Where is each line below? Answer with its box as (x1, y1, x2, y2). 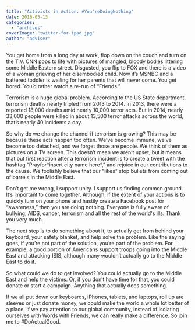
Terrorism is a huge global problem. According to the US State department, (6, 94, 186, 101)
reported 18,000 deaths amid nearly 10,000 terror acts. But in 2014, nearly (6, 106, 183, 113)
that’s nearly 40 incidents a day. (6, 119, 83, 126)
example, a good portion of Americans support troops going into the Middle (6, 246, 187, 253)
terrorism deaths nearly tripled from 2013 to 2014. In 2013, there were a (6, 100, 177, 107)
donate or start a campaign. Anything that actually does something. (6, 282, 168, 289)
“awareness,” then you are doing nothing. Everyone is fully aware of (6, 204, 169, 210)
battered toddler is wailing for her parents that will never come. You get (6, 77, 177, 84)
